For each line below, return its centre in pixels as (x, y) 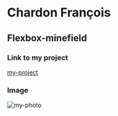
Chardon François (59, 13)
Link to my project (38, 58)
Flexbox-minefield (47, 38)
